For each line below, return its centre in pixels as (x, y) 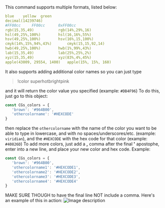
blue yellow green (28, 16)
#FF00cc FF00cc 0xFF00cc (41, 25)
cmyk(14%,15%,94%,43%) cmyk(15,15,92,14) (55, 44)
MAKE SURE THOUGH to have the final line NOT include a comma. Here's (80, 195)
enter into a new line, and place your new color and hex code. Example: (78, 149)
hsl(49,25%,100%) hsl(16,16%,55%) (48, 35)
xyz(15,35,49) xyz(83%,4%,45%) (48, 57)
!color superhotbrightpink (43, 81)
